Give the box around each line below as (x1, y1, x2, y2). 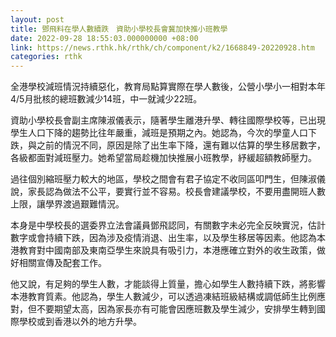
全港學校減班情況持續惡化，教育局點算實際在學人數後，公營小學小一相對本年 (10, 81, 326, 93)
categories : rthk (10, 52, 83, 62)
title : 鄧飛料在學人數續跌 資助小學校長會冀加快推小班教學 (10, 24, 228, 34)
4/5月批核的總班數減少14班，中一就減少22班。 (10, 93, 203, 105)
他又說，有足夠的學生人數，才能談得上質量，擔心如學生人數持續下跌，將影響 (10, 278, 326, 290)
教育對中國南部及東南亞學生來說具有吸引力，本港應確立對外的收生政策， (18, 244, 317, 256)
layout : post (10, 14, 65, 25)
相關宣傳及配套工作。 (18, 257, 107, 269)
